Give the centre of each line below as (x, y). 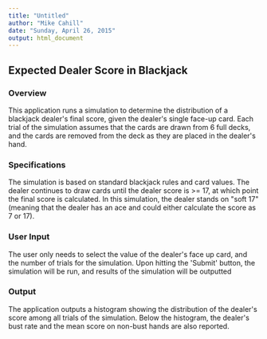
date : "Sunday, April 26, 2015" (62, 30)
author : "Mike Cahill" (46, 23)
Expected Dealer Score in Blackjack (98, 70)
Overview (27, 93)
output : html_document (46, 38)
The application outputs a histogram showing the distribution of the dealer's (133, 309)
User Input (29, 237)
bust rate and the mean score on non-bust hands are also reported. (119, 326)
